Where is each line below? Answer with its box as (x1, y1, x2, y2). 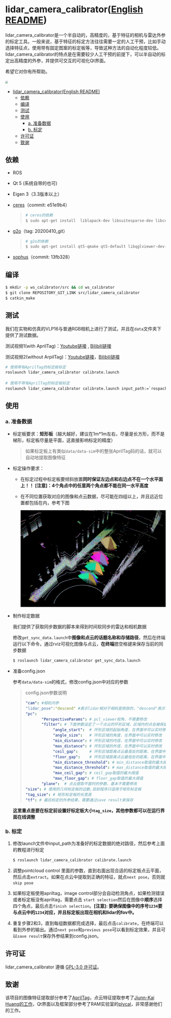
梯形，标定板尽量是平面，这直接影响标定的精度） (12, 437, 116, 443)
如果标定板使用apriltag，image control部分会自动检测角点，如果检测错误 (12, 890, 164, 896)
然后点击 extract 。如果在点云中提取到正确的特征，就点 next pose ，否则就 (12, 873, 165, 880)
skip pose (12, 880, 34, 886)
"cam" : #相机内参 (25, 700, 60, 705)
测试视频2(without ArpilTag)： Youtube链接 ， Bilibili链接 (5, 353, 120, 360)
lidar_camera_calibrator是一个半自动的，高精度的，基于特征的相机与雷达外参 (5, 32, 166, 38)
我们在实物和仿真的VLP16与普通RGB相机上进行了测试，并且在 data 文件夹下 (5, 325, 162, 332)
